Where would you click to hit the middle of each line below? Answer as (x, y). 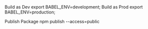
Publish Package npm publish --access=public (52, 22)
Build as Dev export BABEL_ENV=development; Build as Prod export (74, 7)
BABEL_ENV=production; (30, 12)
